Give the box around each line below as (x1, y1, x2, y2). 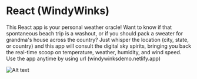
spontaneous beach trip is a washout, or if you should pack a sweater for (6, 29, 183, 37)
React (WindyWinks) (6, 4, 110, 18)
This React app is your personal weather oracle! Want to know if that (6, 24, 172, 31)
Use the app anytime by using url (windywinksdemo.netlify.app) (6, 55, 161, 62)
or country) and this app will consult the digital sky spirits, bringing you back (6, 42, 192, 50)
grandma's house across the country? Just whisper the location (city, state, (6, 36, 189, 43)
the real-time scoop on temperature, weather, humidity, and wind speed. (6, 48, 182, 55)
